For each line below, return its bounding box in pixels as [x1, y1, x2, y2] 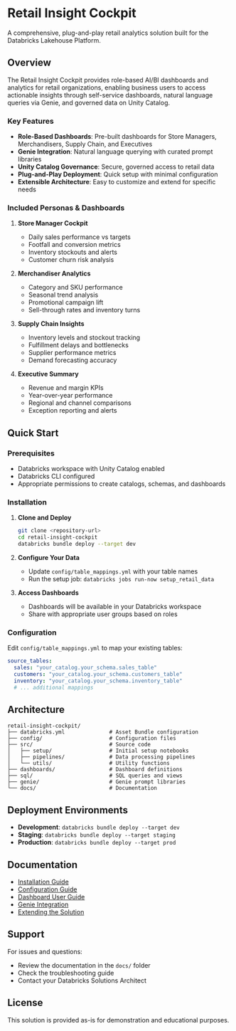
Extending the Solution [17, 908, 85, 916]
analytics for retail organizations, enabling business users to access [7, 83, 206, 92]
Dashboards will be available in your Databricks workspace [28, 602, 202, 610]
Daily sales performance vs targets [28, 233, 132, 241]
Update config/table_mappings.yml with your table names [28, 567, 198, 576]
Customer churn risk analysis [28, 255, 114, 264]
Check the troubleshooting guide [17, 968, 114, 977]
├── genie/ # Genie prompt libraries [7, 778, 186, 786]
